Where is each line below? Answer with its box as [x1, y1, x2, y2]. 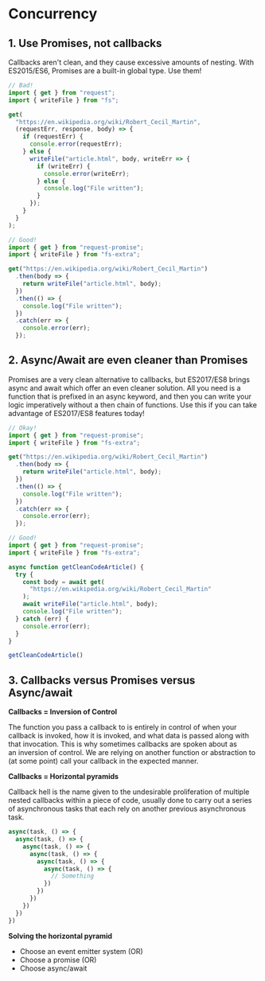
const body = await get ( [22, 578, 105, 586]
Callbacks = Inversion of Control [8, 707, 118, 717]
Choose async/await [19, 963, 88, 973]
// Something [50, 872, 94, 880]
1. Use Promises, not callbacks [8, 37, 162, 50]
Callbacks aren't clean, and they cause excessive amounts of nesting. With [8, 57, 255, 67]
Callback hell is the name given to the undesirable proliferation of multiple [8, 787, 250, 796]
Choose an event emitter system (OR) [19, 946, 143, 956]
